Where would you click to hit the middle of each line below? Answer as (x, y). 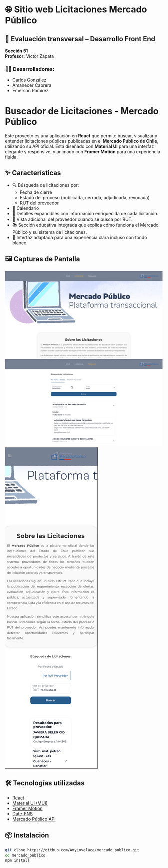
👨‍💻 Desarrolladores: (30, 69)
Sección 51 (17, 51)
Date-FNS (23, 813)
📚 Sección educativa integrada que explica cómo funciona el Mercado (85, 225)
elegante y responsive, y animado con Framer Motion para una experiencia (83, 152)
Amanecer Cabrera (32, 85)
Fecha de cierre (36, 192)
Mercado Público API (34, 819)
